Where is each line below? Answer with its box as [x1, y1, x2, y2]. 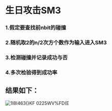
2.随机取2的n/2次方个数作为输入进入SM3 [5, 39, 107, 46]
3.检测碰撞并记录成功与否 [5, 54, 68, 61]
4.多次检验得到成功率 [5, 69, 58, 76]
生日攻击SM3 [5, 5, 61, 16]
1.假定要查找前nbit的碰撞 [5, 24, 66, 31]
